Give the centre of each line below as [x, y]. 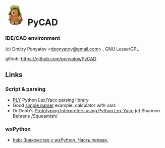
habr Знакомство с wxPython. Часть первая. [60, 140]
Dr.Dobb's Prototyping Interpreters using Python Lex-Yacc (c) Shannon [86, 111]
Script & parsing [25, 89]
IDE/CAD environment [33, 38]
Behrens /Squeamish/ [35, 116]
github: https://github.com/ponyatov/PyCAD [51, 59]
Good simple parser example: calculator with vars [64, 105]
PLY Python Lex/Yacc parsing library [51, 100]
